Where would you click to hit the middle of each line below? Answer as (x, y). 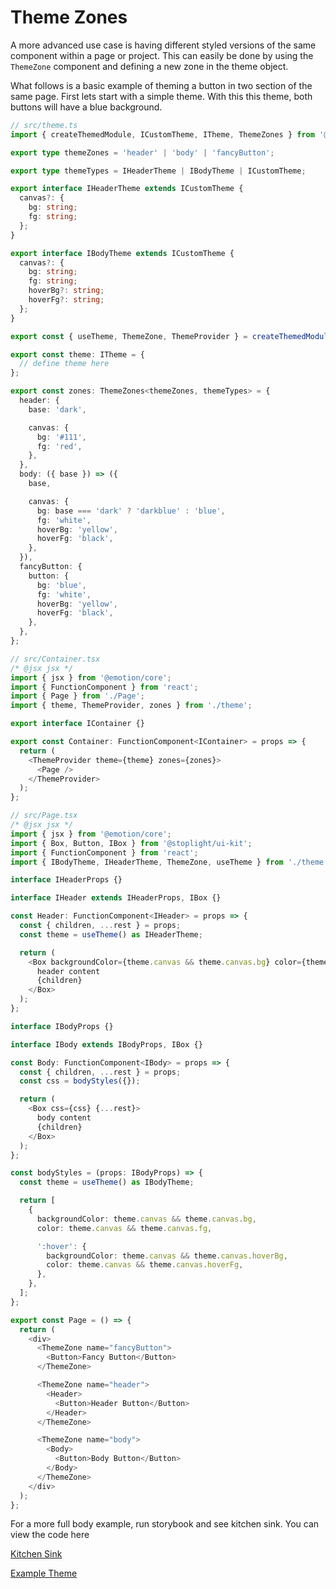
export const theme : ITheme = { (77, 354)
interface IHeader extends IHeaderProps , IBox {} (116, 898)
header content (68, 971)
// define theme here (64, 364)
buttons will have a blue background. (86, 107)
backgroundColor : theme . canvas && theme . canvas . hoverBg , (167, 1256)
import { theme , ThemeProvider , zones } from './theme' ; (131, 706)
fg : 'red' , (59, 446)
